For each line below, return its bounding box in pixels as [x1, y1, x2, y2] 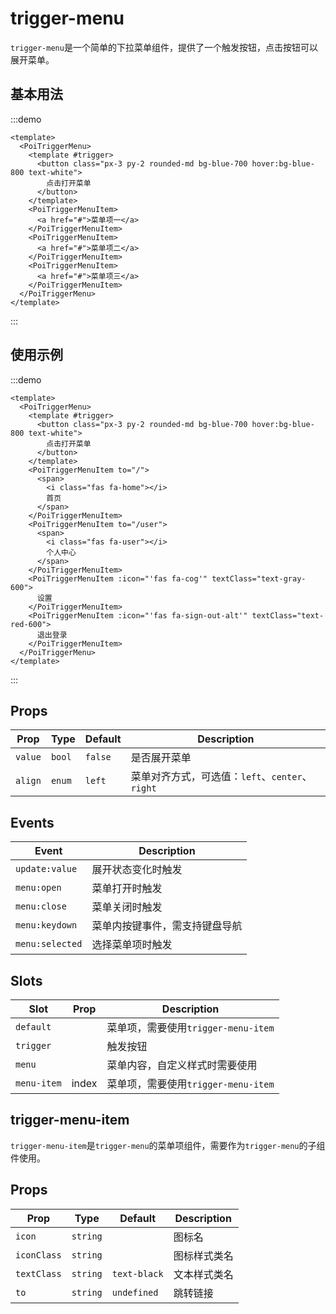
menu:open [15, 882, 62, 894]
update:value [15, 863, 78, 875]
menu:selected [15, 938, 83, 950]
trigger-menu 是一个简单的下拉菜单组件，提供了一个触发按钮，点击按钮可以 [10, 41, 318, 53]
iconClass [15, 1249, 62, 1261]
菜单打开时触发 [91, 882, 163, 896]
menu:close [15, 901, 67, 912]
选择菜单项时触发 [91, 938, 173, 952]
